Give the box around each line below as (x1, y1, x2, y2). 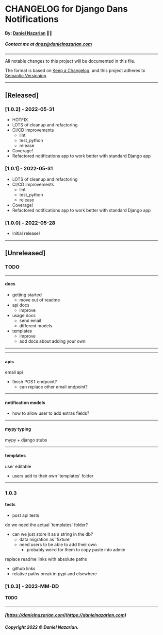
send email (19, 317, 41, 323)
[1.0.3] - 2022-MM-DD (5, 582, 59, 589)
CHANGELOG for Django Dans (5, 3, 128, 15)
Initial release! (12, 230, 40, 236)
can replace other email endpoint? (19, 384, 88, 390)
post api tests (12, 512, 40, 518)
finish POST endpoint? (12, 379, 57, 385)
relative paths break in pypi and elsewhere (12, 570, 97, 577)
